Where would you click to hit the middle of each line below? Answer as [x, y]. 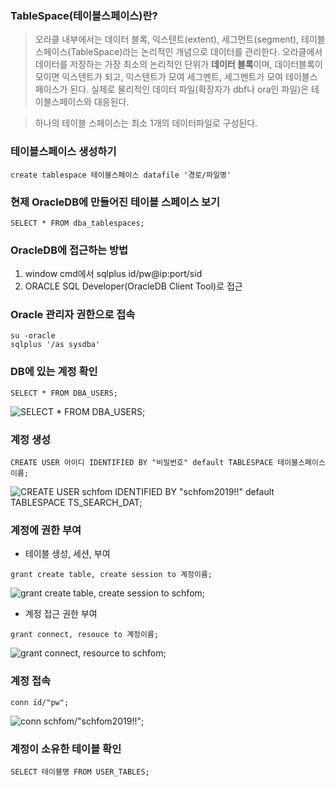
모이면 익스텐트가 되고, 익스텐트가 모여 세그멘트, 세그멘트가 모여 [159, 77]
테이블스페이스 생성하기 [63, 152]
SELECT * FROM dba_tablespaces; [77, 223]
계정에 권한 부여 [46, 530]
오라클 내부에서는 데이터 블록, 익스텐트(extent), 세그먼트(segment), [167, 39]
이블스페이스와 [63, 102]
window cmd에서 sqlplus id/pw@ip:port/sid [113, 274]
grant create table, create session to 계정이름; [111, 575]
